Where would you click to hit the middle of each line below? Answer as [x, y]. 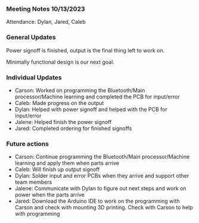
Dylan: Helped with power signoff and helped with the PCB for [91, 109]
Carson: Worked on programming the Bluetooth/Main [80, 90]
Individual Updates [34, 78]
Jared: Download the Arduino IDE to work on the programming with [97, 201]
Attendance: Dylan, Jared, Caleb [46, 22]
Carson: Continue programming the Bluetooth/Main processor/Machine [102, 157]
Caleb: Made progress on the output [59, 103]
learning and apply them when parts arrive [67, 163]
